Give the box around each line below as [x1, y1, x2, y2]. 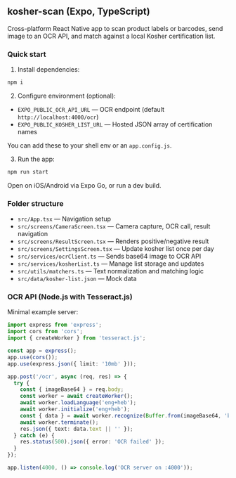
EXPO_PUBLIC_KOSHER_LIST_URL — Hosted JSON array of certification [17, 119, 213, 129]
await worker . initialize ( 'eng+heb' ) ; [20, 406, 131, 413]
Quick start [7, 49, 47, 59]
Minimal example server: [7, 308, 79, 316]
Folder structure [7, 198, 64, 208]
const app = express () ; [7, 347, 77, 354]
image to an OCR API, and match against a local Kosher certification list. [7, 32, 216, 40]
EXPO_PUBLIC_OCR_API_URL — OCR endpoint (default [17, 105, 165, 113]
